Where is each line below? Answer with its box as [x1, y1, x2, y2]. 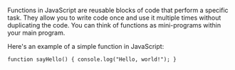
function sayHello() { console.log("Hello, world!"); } [7, 56, 177, 63]
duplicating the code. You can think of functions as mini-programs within [7, 21, 221, 29]
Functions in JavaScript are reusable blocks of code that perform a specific [7, 6, 229, 14]
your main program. [7, 28, 66, 37]
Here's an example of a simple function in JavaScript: [7, 42, 164, 50]
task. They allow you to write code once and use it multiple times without [7, 13, 221, 22]
